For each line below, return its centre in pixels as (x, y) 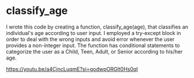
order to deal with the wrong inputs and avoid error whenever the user (90, 39)
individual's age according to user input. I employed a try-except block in (94, 33)
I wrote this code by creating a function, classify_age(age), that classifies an (97, 27)
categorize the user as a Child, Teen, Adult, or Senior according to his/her (94, 51)
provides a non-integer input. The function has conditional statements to (93, 45)
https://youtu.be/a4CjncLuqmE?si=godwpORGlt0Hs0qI (72, 69)
